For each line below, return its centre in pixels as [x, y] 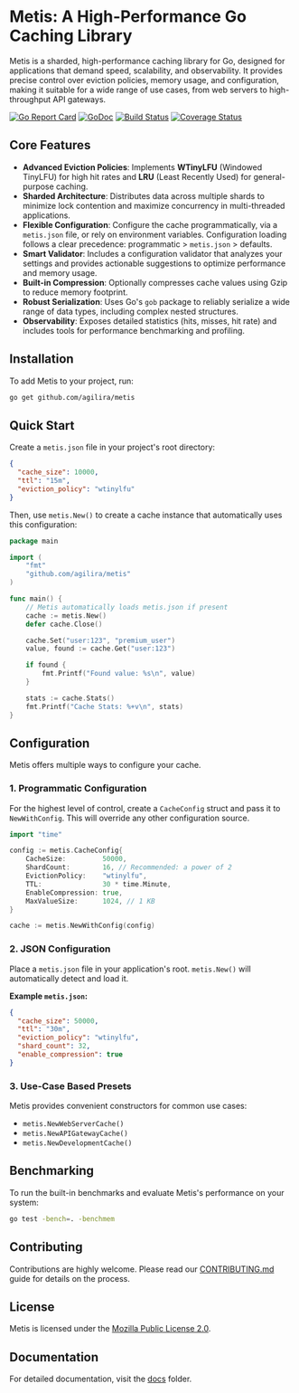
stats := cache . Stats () [70, 698]
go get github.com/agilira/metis [72, 397]
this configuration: [43, 524]
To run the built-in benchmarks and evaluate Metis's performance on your [147, 1192]
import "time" [36, 834]
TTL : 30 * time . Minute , [98, 884]
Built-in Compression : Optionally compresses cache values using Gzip [155, 282]
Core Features [50, 145]
